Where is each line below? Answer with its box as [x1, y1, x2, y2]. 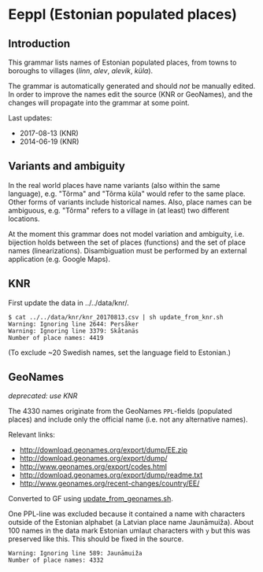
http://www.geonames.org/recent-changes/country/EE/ [19, 478, 200, 489]
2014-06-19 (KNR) [19, 137, 80, 146]
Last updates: [8, 113, 53, 123]
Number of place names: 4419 [8, 334, 104, 341]
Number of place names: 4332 [8, 556, 104, 564]
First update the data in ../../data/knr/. [8, 297, 130, 308]
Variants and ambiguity [8, 160, 126, 173]
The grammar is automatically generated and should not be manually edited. [8, 81, 256, 90]
